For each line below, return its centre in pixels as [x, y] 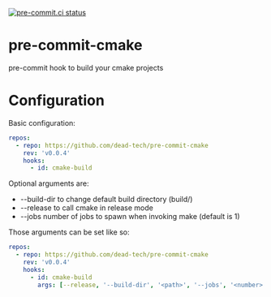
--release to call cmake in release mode [87, 208]
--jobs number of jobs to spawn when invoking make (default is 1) [130, 217]
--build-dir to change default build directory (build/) [106, 200]
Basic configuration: [42, 123]
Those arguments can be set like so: [69, 232]
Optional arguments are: [49, 183]
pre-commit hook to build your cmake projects [86, 67]
